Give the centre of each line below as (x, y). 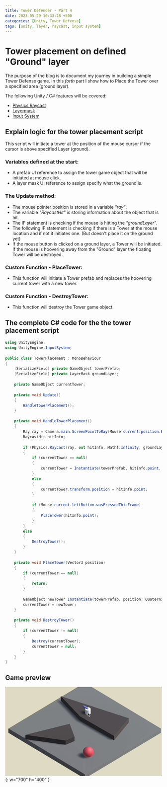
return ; (40, 584)
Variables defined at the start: (42, 161)
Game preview (28, 677)
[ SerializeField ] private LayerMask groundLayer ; (67, 374)
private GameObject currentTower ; (50, 385)
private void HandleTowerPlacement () (53, 421)
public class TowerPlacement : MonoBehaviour (53, 358)
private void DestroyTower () (44, 620)
